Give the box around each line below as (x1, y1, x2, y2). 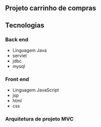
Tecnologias (5, 21, 44, 29)
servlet (12, 52, 27, 59)
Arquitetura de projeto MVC (5, 115, 74, 122)
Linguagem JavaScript (12, 87, 59, 93)
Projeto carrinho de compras (5, 4, 96, 12)
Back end (5, 36, 28, 43)
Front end (5, 76, 29, 82)
